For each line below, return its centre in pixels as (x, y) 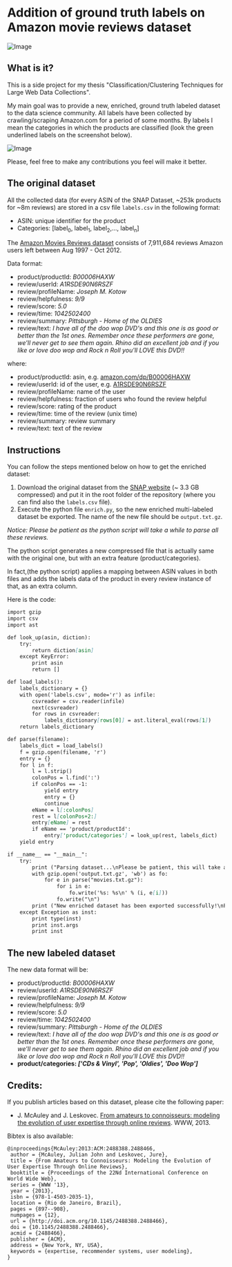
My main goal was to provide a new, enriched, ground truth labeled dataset (114, 106)
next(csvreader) (55, 708)
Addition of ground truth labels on (106, 13)
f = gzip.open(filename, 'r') (63, 752)
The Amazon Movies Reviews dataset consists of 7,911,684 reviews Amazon (115, 243)
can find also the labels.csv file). (64, 502)
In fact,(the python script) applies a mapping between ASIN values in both (112, 571)
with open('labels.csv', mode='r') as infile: (88, 695)
